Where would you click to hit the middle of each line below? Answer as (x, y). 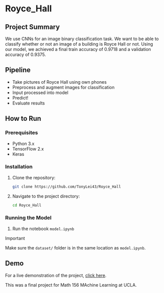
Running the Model (28, 218)
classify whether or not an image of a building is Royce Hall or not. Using (79, 44)
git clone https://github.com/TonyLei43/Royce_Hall (66, 187)
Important (15, 238)
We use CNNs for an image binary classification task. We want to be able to (82, 39)
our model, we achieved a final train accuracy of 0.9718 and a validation (78, 49)
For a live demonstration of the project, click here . (56, 275)
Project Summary (33, 27)
